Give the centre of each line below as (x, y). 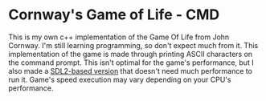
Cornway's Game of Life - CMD (114, 15)
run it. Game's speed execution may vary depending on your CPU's (120, 79)
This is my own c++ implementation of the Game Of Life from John (119, 37)
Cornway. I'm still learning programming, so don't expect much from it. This (133, 45)
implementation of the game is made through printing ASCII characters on (131, 54)
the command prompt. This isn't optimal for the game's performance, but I (131, 63)
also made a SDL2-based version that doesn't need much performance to (131, 71)
